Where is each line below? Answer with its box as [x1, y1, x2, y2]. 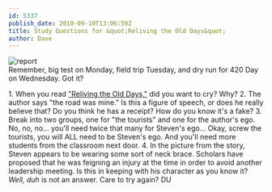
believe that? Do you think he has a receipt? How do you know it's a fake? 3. [8, 106, 262, 116]
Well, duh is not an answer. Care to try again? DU [8, 175, 172, 185]
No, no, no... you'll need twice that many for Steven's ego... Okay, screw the [8, 123, 261, 133]
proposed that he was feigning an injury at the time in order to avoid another [8, 158, 263, 168]
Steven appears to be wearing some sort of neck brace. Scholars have [8, 149, 244, 159]
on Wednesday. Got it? [8, 73, 84, 83]
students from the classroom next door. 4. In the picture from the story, [8, 140, 245, 150]
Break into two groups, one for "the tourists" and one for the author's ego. [8, 115, 256, 125]
